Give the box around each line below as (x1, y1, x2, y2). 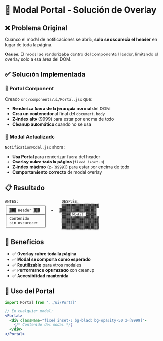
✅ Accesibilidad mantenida (12, 272, 69, 279)
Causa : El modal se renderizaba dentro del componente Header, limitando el (5, 51, 159, 57)
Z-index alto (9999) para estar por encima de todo (12, 116, 114, 122)
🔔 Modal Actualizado (5, 133, 55, 140)
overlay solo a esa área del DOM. (5, 56, 72, 62)
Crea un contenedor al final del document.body (12, 110, 105, 116)
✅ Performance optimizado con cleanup (12, 267, 95, 273)
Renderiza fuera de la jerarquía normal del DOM (12, 106, 110, 111)
